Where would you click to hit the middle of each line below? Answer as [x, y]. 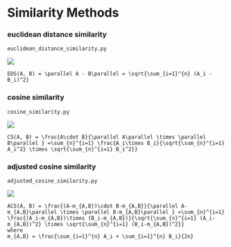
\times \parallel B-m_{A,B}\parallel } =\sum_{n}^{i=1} [143, 212]
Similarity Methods [63, 13]
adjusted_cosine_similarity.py [52, 181]
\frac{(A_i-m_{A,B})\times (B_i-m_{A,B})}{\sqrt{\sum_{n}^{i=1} [102, 219]
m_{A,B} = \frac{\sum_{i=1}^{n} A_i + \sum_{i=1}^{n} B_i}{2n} [101, 237]
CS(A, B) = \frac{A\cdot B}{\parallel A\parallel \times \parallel [107, 137]
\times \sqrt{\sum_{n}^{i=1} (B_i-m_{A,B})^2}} [114, 224]
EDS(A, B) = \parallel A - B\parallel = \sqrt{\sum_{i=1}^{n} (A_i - [110, 74]
